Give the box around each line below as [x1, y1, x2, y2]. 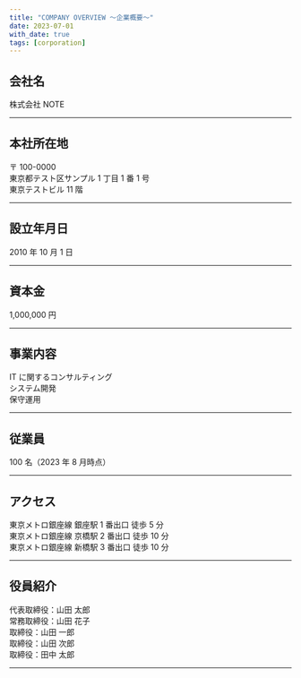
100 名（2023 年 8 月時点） [9, 457, 111, 468]
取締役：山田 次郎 [9, 638, 74, 648]
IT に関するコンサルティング [9, 372, 113, 382]
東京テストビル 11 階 [9, 184, 83, 194]
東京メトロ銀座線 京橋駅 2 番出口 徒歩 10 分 [9, 530, 169, 541]
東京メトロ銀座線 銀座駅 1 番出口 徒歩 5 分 [9, 519, 164, 529]
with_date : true [9, 30, 70, 39]
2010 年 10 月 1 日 [9, 246, 73, 257]
